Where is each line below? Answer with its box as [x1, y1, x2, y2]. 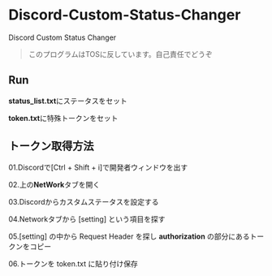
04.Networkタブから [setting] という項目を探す [8, 213, 166, 224]
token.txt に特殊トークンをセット [8, 113, 119, 123]
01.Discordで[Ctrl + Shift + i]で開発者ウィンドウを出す [8, 162, 188, 172]
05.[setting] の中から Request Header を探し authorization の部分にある [8, 231, 250, 241]
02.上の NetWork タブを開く [8, 179, 100, 189]
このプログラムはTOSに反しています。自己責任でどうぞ [28, 49, 213, 58]
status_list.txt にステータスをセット [8, 96, 127, 106]
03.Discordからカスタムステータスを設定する [8, 196, 160, 206]
